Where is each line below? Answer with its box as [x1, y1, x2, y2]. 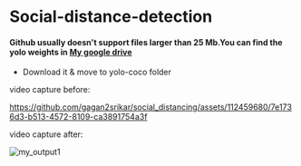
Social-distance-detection [9, 6, 213, 27]
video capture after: [9, 129, 83, 140]
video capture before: [9, 84, 91, 95]
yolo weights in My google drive [9, 46, 132, 57]
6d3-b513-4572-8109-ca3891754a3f [9, 112, 148, 122]
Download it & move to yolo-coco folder [22, 66, 172, 78]
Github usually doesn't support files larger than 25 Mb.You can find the [9, 36, 283, 47]
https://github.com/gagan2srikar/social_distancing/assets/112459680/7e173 [9, 102, 293, 112]
